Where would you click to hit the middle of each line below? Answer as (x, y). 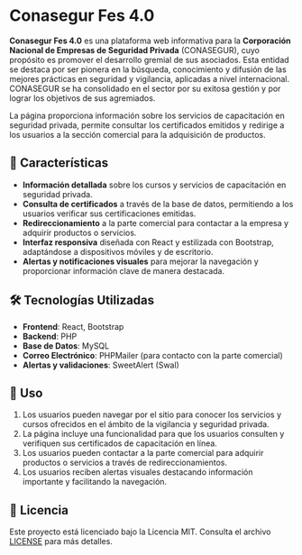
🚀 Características (59, 163)
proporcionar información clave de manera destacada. (124, 270)
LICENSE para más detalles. (61, 541)
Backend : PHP (50, 336)
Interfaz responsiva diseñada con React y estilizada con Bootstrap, (148, 242)
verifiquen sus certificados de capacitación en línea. (120, 443)
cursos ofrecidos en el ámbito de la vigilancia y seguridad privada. (146, 424)
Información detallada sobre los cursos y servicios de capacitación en (154, 185)
